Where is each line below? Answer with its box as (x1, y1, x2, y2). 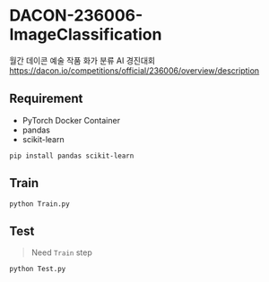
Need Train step (30, 247, 92, 258)
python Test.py (9, 265, 66, 274)
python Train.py (9, 199, 70, 209)
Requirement (9, 91, 83, 107)
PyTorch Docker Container (22, 115, 121, 125)
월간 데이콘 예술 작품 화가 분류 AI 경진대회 (9, 55, 155, 65)
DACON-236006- (9, 5, 143, 26)
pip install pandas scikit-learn (9, 151, 134, 160)
